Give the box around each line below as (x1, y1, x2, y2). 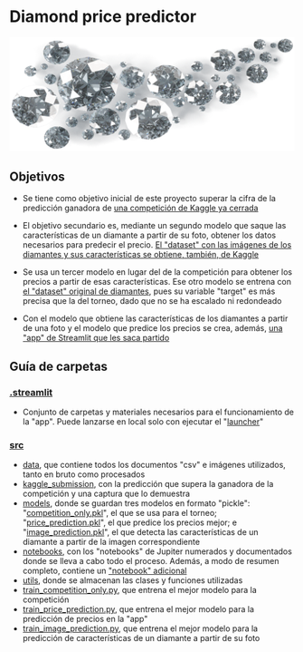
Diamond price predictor (9, 6, 197, 27)
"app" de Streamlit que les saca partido (22, 333, 170, 344)
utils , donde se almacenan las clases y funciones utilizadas (22, 575, 243, 586)
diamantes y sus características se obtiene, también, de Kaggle (22, 249, 260, 260)
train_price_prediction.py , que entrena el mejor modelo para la (22, 604, 255, 615)
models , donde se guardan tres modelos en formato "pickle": (22, 498, 251, 509)
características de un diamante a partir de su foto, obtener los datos (22, 229, 277, 241)
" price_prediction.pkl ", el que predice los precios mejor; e (22, 517, 238, 528)
